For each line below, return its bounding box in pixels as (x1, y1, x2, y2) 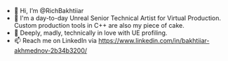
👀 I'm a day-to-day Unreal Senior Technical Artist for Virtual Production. (13, 14, 222, 22)
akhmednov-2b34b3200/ (13, 46, 88, 55)
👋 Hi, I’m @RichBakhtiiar (13, 7, 84, 15)
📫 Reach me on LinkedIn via (13, 37, 97, 44)
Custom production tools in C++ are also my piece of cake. (13, 21, 185, 29)
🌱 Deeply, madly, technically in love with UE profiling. (13, 28, 168, 37)
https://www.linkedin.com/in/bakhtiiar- (98, 37, 210, 44)
